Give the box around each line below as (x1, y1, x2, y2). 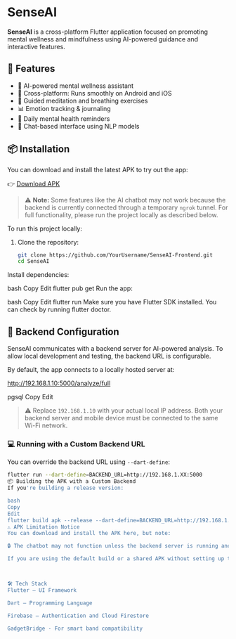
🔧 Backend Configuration (7, 325, 119, 337)
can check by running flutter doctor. (7, 305, 112, 314)
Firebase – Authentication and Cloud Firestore (7, 612, 150, 619)
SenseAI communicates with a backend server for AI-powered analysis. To (7, 344, 223, 353)
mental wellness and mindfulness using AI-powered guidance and (7, 34, 199, 43)
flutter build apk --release (7, 517, 93, 524)
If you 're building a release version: (7, 484, 124, 492)
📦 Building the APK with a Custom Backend (7, 478, 136, 485)
